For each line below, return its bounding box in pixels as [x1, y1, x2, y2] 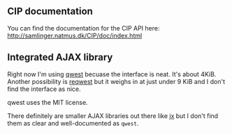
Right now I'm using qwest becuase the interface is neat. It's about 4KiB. [7, 69, 217, 78]
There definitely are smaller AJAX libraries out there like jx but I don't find [7, 111, 219, 120]
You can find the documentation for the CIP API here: [7, 24, 160, 32]
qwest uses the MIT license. [7, 98, 89, 106]
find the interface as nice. [7, 85, 82, 93]
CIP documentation [7, 6, 93, 17]
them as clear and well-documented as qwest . [7, 119, 139, 127]
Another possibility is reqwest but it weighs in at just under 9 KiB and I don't [7, 77, 226, 85]
